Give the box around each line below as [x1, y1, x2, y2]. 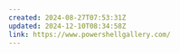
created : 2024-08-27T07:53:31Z [8, 13, 127, 22]
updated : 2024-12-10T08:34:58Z [8, 22, 127, 31]
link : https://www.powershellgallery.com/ [8, 30, 171, 39]
